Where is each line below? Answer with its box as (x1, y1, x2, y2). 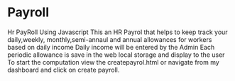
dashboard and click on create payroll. (7, 65, 120, 74)
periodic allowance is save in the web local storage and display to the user (7, 50, 225, 59)
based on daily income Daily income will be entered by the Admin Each (7, 43, 215, 51)
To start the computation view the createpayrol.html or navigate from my (7, 58, 220, 66)
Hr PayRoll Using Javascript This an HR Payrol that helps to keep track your (7, 28, 229, 36)
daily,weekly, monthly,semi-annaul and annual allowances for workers (7, 35, 212, 43)
